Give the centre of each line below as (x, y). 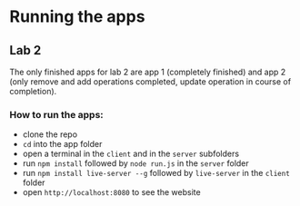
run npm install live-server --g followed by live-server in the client (156, 173)
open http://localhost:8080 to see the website (112, 192)
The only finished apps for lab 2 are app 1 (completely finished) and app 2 (148, 72)
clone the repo (50, 134)
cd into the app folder (62, 144)
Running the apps (77, 17)
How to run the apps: (57, 114)
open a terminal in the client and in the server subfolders (130, 154)
